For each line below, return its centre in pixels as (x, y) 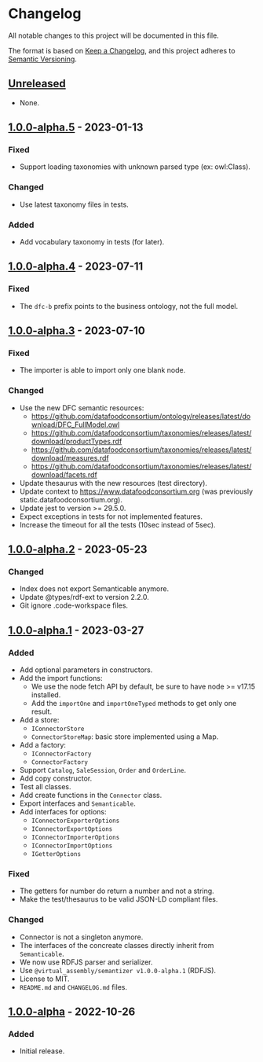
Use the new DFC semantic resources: (82, 408)
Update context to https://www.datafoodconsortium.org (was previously (136, 491)
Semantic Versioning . (42, 59)
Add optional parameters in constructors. (86, 670)
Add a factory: (43, 745)
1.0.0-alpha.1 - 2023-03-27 (76, 630)
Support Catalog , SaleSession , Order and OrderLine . (103, 770)
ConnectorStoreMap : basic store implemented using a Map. (125, 737)
